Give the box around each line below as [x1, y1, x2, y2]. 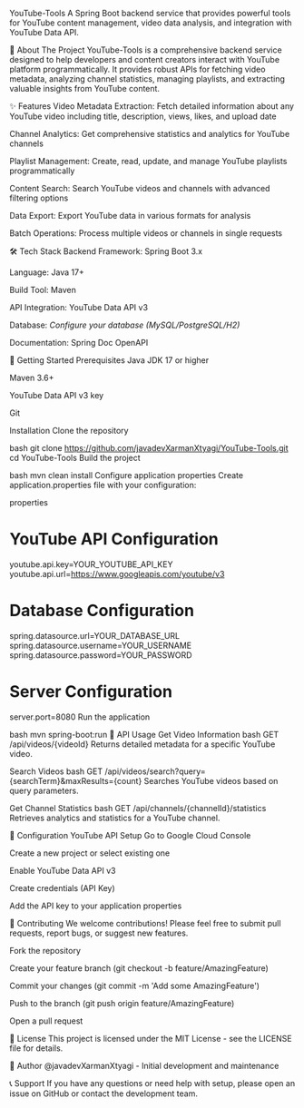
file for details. [9, 1043, 64, 1054]
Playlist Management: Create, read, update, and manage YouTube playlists [9, 156, 288, 166]
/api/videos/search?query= [103, 766, 206, 777]
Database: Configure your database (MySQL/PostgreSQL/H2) [9, 319, 240, 330]
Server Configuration [9, 681, 172, 702]
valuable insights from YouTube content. [9, 83, 161, 93]
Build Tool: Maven [9, 285, 77, 295]
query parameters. [9, 785, 79, 796]
